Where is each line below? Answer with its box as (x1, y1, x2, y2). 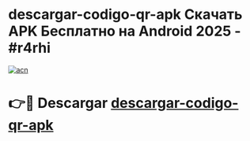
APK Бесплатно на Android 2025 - (8, 22, 241, 40)
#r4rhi (8, 39, 51, 57)
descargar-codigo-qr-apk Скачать (8, 6, 243, 24)
